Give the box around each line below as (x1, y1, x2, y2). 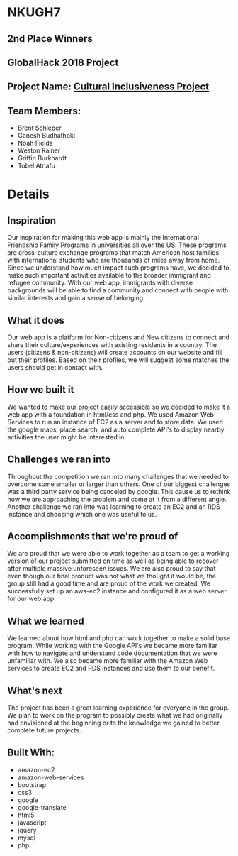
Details (7, 186, 50, 202)
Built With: (7, 747, 55, 759)
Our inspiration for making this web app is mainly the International (7, 234, 200, 242)
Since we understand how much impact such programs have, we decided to (7, 263, 229, 272)
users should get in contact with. (7, 363, 103, 371)
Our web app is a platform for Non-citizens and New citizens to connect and (7, 333, 230, 341)
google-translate (17, 803, 67, 811)
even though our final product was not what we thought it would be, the (7, 572, 217, 581)
